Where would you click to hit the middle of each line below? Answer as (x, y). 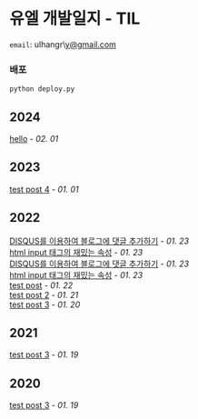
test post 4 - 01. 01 (44, 189)
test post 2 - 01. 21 (44, 294)
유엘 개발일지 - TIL (75, 19)
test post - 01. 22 (41, 285)
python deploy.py (42, 89)
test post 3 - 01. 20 (45, 304)
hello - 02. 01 (34, 139)
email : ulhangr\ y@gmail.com (63, 44)
